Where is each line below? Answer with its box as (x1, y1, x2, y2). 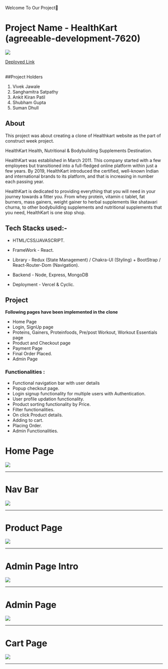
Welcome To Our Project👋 (5, 5, 58, 11)
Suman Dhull (12, 105, 39, 111)
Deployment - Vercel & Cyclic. (12, 281, 74, 287)
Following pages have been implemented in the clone (5, 309, 118, 315)
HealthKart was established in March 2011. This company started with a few (5, 157, 161, 163)
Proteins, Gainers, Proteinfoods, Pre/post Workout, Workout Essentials (12, 329, 157, 335)
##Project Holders (5, 74, 43, 80)
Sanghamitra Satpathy (12, 89, 58, 95)
